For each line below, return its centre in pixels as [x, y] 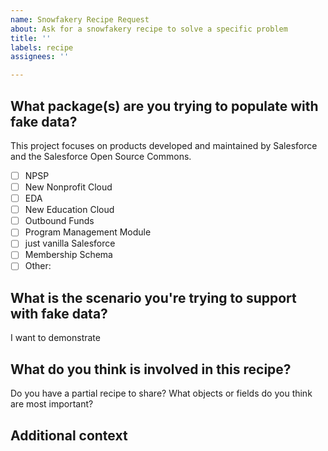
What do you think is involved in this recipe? [151, 369]
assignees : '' [40, 57]
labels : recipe [42, 47]
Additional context [69, 435]
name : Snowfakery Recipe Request [80, 19]
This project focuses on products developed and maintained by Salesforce [164, 145]
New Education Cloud [69, 210]
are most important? [52, 404]
